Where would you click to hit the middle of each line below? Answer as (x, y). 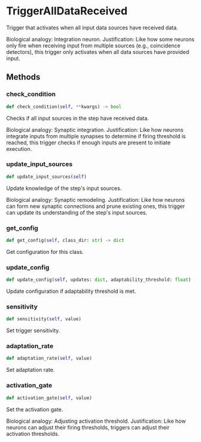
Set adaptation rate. (31, 370)
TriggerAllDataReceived (67, 11)
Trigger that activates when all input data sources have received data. (92, 28)
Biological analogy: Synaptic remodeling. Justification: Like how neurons (96, 199)
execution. (19, 149)
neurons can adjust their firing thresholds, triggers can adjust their (88, 427)
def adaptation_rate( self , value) (49, 358)
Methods (23, 77)
